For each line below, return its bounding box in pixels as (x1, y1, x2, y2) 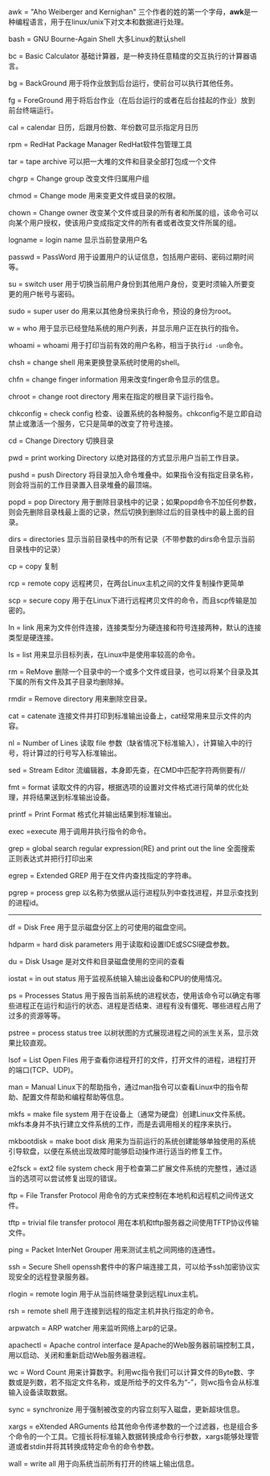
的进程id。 (8, 898, 43, 907)
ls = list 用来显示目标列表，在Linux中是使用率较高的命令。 (8, 650, 200, 659)
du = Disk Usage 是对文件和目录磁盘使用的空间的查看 (8, 957, 185, 966)
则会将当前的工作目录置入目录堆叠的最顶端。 (8, 480, 157, 489)
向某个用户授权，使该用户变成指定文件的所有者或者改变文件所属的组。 (8, 218, 241, 227)
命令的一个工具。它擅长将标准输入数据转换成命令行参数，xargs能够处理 (14, 1432, 252, 1441)
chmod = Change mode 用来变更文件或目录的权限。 (8, 191, 181, 200)
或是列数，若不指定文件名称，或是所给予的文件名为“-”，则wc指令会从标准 (14, 1377, 260, 1387)
